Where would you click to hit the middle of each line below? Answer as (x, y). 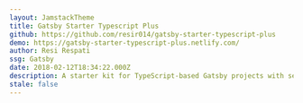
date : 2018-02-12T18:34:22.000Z (70, 68)
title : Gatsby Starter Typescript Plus (84, 26)
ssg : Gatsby (32, 59)
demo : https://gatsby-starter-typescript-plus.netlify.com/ (125, 43)
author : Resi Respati (50, 51)
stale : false (34, 84)
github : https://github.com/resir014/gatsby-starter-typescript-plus (143, 34)
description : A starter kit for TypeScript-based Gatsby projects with (147, 76)
